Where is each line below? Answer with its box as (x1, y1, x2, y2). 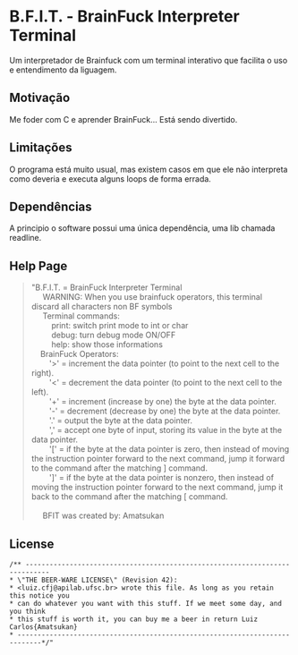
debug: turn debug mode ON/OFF (51, 329, 176, 341)
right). (30, 368, 55, 379)
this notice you (9, 591, 70, 600)
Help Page (9, 258, 68, 274)
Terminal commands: (42, 310, 121, 321)
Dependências (9, 199, 92, 214)
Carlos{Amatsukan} (9, 623, 78, 632)
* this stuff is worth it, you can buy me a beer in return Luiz (9, 615, 258, 624)
